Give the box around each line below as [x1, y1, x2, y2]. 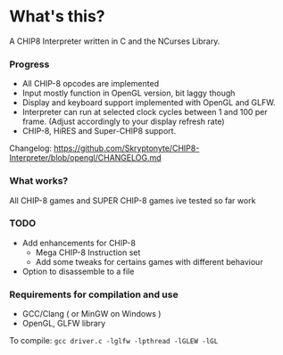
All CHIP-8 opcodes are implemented [21, 78, 159, 89]
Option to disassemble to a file [21, 266, 135, 277]
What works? [9, 175, 69, 187]
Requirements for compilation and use [9, 288, 179, 301]
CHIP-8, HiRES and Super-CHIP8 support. [21, 126, 177, 136]
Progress [9, 58, 50, 70]
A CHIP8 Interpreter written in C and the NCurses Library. [9, 36, 221, 46]
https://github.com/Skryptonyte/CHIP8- [53, 143, 200, 153]
